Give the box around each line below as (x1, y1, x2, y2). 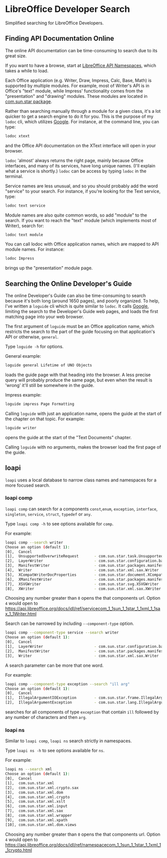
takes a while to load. (5, 68, 49, 74)
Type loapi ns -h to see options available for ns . (5, 748, 105, 754)
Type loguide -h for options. (5, 344, 64, 350)
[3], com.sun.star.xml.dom (5, 790, 64, 795)
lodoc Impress (5, 256, 35, 261)
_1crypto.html (5, 847, 32, 853)
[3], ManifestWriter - (5, 563, 97, 568)
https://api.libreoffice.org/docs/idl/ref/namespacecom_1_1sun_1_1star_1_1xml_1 (5, 842, 162, 848)
